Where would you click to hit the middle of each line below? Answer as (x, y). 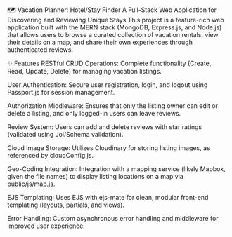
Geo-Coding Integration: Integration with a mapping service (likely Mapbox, (117, 169)
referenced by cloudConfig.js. (50, 155)
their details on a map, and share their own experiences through (100, 42)
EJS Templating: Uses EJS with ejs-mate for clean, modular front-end (108, 197)
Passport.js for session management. (61, 92)
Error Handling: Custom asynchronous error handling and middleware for (113, 218)
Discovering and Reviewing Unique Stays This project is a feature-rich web (116, 20)
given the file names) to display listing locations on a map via (96, 176)
